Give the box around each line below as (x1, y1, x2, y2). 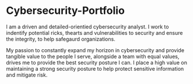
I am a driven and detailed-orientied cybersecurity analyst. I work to (6, 23, 169, 30)
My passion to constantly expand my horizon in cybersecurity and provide (6, 46, 185, 53)
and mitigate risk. (6, 71, 48, 78)
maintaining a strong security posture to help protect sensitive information (6, 65, 184, 72)
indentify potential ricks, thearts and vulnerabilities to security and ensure (6, 29, 183, 36)
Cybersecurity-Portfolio (6, 4, 125, 17)
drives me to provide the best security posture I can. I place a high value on (6, 59, 188, 66)
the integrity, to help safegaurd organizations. (6, 35, 115, 42)
